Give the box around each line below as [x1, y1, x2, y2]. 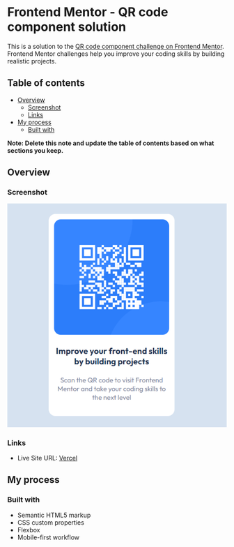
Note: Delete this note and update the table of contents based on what [7, 139, 214, 147]
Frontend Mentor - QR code [7, 4, 169, 20]
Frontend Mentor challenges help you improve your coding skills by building [7, 50, 225, 58]
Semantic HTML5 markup [17, 511, 91, 519]
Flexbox [17, 525, 40, 534]
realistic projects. [7, 57, 57, 65]
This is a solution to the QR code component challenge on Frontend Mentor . [7, 42, 224, 50]
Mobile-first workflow [17, 533, 80, 541]
